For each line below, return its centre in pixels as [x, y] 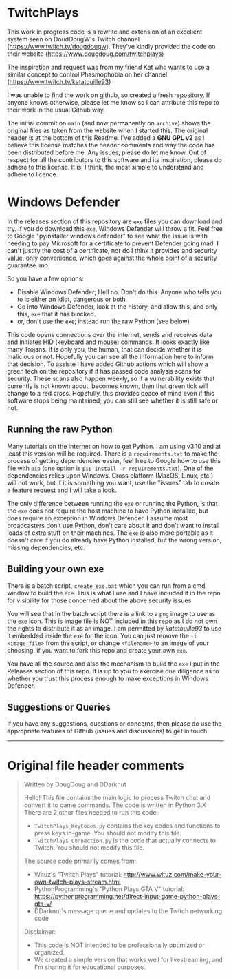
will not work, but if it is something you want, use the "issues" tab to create [113, 482]
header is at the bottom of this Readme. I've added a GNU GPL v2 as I [106, 137]
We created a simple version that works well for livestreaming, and [129, 960]
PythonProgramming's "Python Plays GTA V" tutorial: [109, 889]
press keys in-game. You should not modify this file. [108, 833]
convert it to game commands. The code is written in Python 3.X [115, 805]
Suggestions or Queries [59, 707]
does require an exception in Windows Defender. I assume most [98, 518]
